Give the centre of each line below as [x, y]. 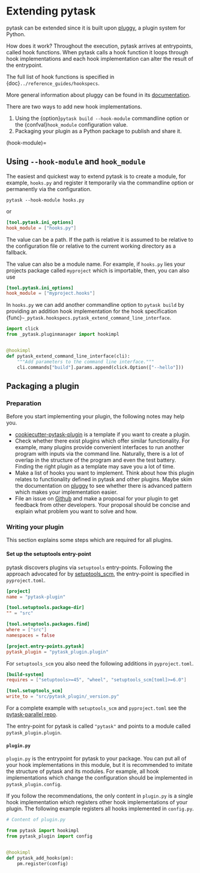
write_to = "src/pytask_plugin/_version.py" [63, 697]
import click [23, 329]
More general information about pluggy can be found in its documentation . [98, 95]
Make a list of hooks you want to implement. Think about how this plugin [105, 473]
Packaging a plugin [43, 386]
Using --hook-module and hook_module [76, 162]
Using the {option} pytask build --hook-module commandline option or [102, 118]
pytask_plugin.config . [34, 784]
